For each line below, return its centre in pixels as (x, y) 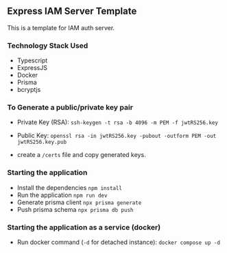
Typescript (32, 60)
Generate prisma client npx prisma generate (79, 202)
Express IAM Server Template (72, 11)
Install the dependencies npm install (69, 187)
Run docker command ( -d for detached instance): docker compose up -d (119, 242)
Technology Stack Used (48, 45)
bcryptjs (29, 90)
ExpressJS (32, 68)
